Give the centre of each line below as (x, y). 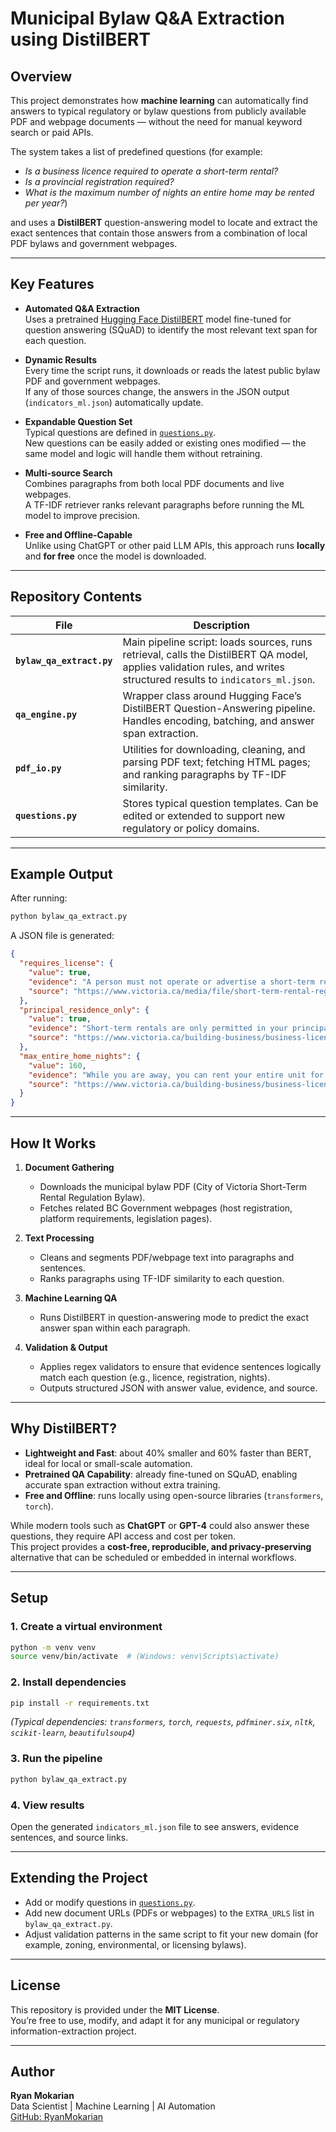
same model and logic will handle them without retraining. (143, 453)
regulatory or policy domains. (191, 828)
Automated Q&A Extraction (82, 308)
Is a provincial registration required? (99, 181)
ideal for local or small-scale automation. (108, 1463)
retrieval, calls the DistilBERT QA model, (215, 654)
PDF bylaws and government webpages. (94, 243)
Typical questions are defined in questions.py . (120, 432)
